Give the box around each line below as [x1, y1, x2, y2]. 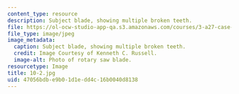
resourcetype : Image [7, 63, 69, 70]
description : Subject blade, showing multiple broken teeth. [7, 17, 193, 24]
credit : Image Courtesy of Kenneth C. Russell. [14, 50, 158, 57]
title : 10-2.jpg [7, 69, 55, 76]
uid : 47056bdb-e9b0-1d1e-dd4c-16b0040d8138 [7, 76, 139, 83]
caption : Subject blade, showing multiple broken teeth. [14, 43, 186, 50]
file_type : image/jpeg [7, 30, 75, 37]
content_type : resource [7, 10, 78, 18]
